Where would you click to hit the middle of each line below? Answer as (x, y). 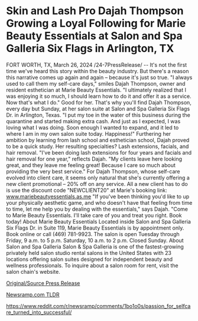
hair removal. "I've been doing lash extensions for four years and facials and (99, 152)
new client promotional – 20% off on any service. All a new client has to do (97, 184)
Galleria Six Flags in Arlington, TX (90, 49)
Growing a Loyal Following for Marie (96, 23)
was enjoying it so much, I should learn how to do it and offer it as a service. (99, 96)
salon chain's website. (33, 271)
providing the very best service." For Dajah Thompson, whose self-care (93, 171)
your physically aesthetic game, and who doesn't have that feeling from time (99, 202)
